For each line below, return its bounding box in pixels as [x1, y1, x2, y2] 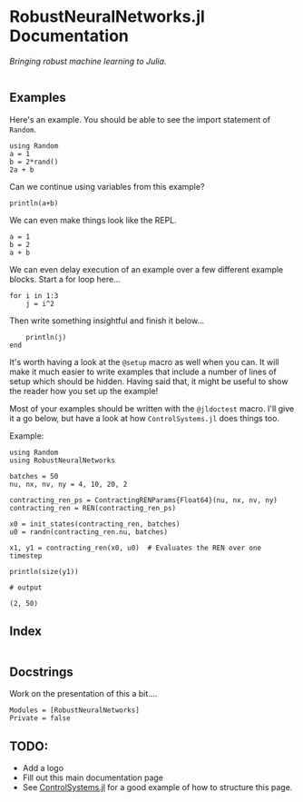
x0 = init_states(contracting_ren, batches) [9, 520, 181, 529]
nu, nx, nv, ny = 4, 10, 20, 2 [9, 480, 128, 489]
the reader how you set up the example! [9, 385, 159, 396]
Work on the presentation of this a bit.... [9, 688, 158, 699]
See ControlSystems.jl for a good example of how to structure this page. [22, 782, 293, 793]
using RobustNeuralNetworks [9, 456, 116, 465]
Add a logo [22, 763, 64, 774]
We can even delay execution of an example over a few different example [9, 263, 284, 274]
